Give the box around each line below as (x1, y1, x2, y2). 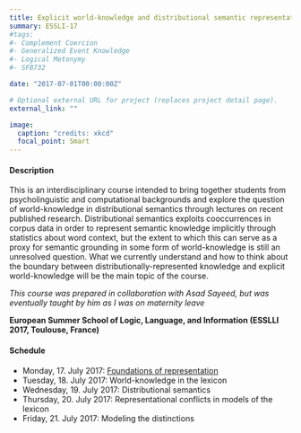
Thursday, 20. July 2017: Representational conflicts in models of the (21, 393, 273, 404)
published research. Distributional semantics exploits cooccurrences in (9, 213, 271, 225)
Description (9, 164, 55, 175)
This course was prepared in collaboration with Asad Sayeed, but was (9, 288, 270, 299)
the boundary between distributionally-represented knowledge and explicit (9, 261, 285, 272)
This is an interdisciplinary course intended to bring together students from (9, 185, 287, 196)
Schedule (9, 345, 47, 356)
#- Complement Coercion (9, 38, 99, 48)
